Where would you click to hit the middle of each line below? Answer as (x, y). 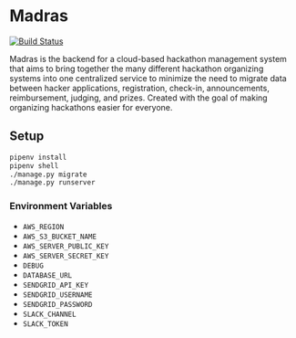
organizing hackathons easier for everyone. (91, 107)
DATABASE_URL (47, 275)
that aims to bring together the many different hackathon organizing (137, 69)
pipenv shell (34, 165)
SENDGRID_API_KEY (56, 285)
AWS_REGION (43, 227)
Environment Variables (61, 206)
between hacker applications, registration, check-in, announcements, (140, 88)
